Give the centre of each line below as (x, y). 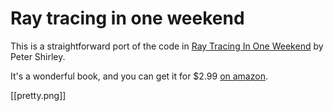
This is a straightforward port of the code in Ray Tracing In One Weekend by (167, 46)
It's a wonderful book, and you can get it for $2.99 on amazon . (139, 76)
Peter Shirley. (38, 56)
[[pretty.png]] (38, 95)
